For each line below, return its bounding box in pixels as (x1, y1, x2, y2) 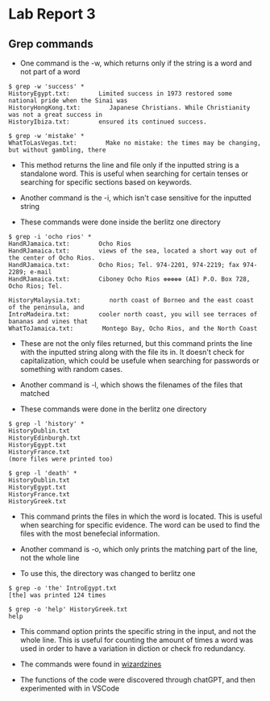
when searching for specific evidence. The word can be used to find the (19, 520, 260, 529)
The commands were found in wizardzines (19, 659, 162, 669)
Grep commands (8, 37, 94, 51)
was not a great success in (8, 111, 103, 119)
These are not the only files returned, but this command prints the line (19, 339, 252, 348)
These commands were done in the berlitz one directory (19, 404, 207, 414)
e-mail (29, 268, 52, 276)
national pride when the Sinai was (8, 97, 128, 105)
